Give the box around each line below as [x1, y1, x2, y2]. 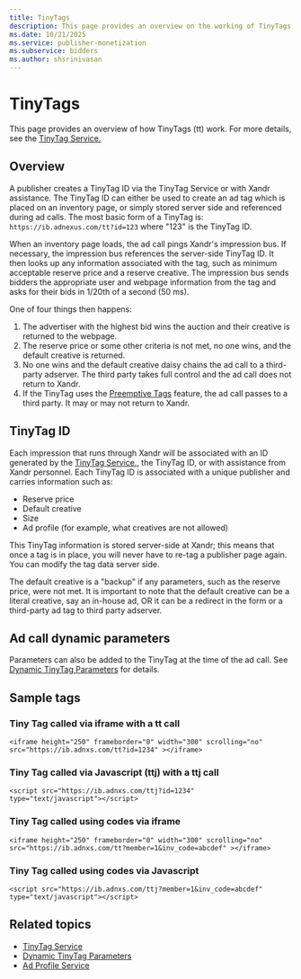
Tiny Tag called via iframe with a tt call [9, 716, 181, 729]
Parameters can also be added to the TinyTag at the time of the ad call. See [9, 654, 288, 665]
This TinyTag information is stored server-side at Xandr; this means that [9, 539, 275, 550]
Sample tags [9, 690, 81, 706]
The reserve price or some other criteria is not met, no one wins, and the [22, 340, 292, 351]
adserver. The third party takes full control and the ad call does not [44, 369, 292, 379]
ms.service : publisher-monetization [9, 38, 146, 48]
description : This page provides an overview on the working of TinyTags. [9, 22, 296, 31]
